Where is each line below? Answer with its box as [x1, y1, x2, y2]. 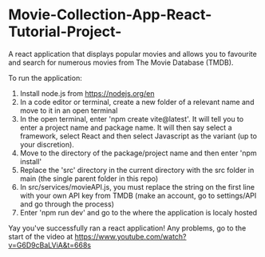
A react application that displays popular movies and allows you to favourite [8, 49, 257, 58]
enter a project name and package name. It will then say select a [19, 122, 232, 132]
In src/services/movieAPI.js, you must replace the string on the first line [19, 182, 255, 191]
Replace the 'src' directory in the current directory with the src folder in [19, 165, 255, 175]
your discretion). [19, 139, 74, 149]
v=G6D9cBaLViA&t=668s [8, 240, 92, 250]
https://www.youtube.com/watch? [74, 231, 187, 241]
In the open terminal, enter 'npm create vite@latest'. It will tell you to [19, 114, 244, 123]
